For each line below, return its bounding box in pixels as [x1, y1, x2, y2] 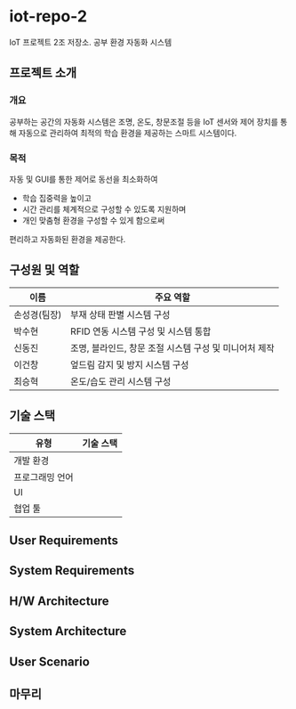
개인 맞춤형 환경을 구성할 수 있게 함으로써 [21, 215, 165, 225]
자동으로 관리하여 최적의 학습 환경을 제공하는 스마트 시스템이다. [18, 127, 237, 138]
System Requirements [9, 563, 135, 578]
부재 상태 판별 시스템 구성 [70, 308, 171, 321]
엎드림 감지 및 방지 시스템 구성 [70, 358, 189, 371]
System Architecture [9, 623, 127, 639]
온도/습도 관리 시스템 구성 [70, 375, 172, 387]
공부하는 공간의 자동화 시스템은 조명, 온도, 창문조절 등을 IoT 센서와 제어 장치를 [9, 116, 278, 126]
